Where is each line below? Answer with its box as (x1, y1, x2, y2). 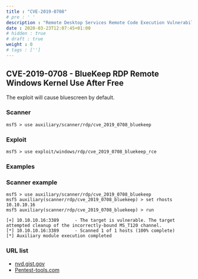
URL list (6, 247, 28, 255)
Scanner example (6, 178, 58, 186)
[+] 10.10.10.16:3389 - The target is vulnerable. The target (6, 218, 176, 224)
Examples (6, 163, 35, 171)
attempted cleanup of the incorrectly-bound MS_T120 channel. (6, 222, 162, 229)
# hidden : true (6, 31, 46, 37)
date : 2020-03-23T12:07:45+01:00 (6, 25, 91, 31)
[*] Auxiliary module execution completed (6, 233, 112, 239)
